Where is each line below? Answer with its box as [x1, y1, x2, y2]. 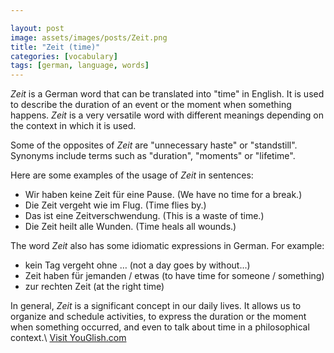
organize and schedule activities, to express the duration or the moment [10, 311, 307, 323]
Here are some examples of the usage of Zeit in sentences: [10, 169, 254, 181]
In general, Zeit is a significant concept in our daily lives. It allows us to [10, 300, 302, 312]
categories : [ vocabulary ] [10, 51, 118, 61]
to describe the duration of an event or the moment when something [10, 99, 292, 111]
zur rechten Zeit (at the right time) [24, 281, 165, 293]
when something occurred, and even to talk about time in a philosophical [10, 321, 310, 333]
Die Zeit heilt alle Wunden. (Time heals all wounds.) [24, 221, 237, 233]
